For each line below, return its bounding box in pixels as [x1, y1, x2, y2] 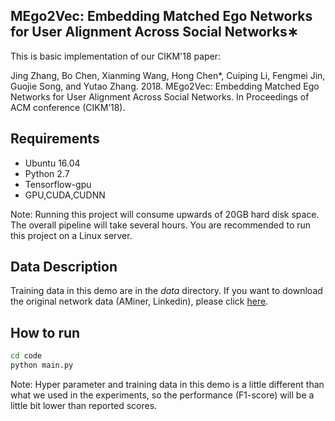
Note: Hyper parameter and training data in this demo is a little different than [10, 379, 325, 390]
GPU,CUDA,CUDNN [24, 189, 106, 201]
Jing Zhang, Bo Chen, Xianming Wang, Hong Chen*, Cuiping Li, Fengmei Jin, [10, 69, 326, 81]
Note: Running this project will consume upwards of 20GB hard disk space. [10, 208, 320, 220]
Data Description [10, 259, 118, 276]
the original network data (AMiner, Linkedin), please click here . [10, 295, 269, 308]
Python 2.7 [24, 167, 70, 179]
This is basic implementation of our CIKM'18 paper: [10, 50, 222, 62]
